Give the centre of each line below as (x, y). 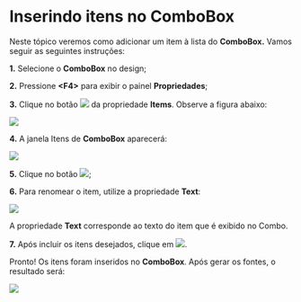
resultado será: (37, 271)
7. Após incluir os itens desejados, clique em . (98, 244)
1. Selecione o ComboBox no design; (78, 68)
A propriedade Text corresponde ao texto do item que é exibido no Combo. (149, 226)
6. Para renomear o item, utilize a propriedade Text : (105, 191)
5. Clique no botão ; (50, 173)
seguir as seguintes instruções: (67, 50)
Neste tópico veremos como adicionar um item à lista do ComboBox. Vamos (150, 41)
